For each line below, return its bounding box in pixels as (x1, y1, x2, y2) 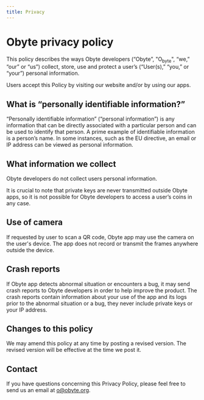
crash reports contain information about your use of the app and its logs (6, 293, 187, 300)
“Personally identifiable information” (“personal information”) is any (6, 115, 175, 122)
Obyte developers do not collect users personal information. (6, 175, 157, 182)
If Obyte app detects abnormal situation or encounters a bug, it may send (6, 280, 191, 287)
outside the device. (6, 246, 55, 253)
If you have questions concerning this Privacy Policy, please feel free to (6, 380, 186, 387)
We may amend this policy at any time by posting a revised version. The (6, 340, 187, 347)
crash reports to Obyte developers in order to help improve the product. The (6, 287, 197, 294)
